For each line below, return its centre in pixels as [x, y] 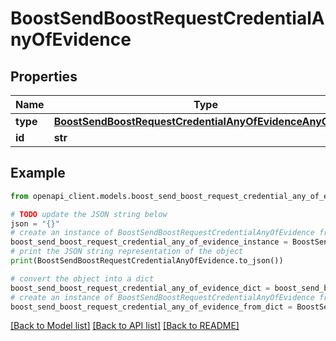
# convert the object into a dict [82, 278]
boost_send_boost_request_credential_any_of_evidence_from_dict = [151, 307]
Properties [44, 76]
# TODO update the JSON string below [89, 214]
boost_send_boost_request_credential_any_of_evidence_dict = [140, 288]
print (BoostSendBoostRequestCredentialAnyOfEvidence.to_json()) [147, 261]
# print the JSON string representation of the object [127, 252]
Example [38, 173]
